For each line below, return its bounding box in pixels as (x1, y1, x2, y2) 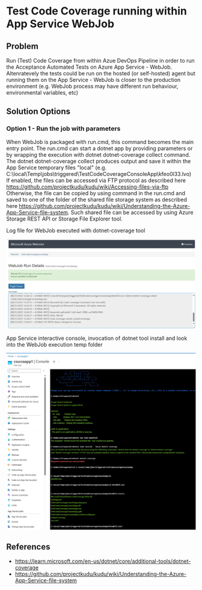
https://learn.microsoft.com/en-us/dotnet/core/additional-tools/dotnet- (14, 557, 191, 565)
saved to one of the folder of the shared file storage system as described (6, 196, 188, 203)
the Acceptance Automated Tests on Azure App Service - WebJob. (6, 63, 173, 71)
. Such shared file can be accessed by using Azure (67, 209, 194, 216)
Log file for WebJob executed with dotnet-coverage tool (6, 227, 145, 234)
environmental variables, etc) (6, 89, 79, 96)
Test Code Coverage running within (6, 4, 188, 18)
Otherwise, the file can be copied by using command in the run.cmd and (6, 189, 185, 196)
